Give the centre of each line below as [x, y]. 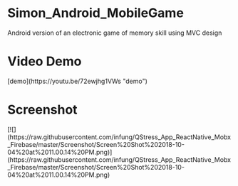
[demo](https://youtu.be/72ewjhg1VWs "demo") [78, 81]
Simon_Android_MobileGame [95, 13]
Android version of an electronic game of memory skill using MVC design [115, 33]
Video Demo [45, 61]
